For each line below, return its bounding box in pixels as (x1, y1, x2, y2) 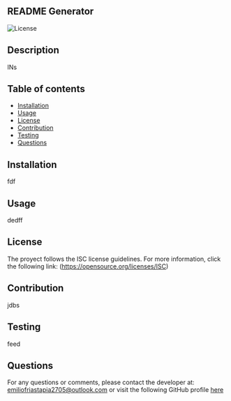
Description (7, 45, 59, 56)
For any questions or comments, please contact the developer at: (7, 378, 195, 386)
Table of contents (7, 83, 85, 95)
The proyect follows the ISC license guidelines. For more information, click (7, 255, 221, 263)
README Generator (7, 6, 94, 17)
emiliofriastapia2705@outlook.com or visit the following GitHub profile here (7, 386, 224, 394)
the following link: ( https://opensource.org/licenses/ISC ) (7, 262, 169, 271)
